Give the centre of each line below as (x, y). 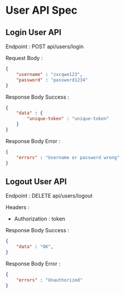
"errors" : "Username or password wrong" (68, 157)
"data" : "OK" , (35, 247)
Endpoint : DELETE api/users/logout (49, 196)
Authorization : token (40, 219)
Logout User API (36, 181)
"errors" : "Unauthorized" (49, 280)
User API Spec (41, 10)
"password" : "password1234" (52, 80)
